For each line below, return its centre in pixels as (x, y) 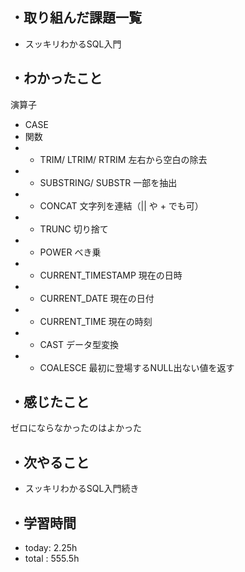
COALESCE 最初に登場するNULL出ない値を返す (137, 367)
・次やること (50, 462)
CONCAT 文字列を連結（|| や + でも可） (121, 205)
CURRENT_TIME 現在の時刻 (96, 321)
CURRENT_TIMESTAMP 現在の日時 (111, 275)
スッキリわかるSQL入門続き (82, 489)
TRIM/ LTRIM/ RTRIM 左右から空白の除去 (123, 159)
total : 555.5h (52, 559)
